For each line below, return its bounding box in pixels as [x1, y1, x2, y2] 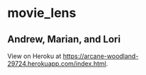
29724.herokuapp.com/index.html [7, 59, 106, 68]
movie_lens [7, 5, 77, 21]
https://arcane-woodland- [62, 52, 139, 60]
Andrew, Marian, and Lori [7, 33, 121, 45]
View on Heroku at [7, 52, 62, 60]
